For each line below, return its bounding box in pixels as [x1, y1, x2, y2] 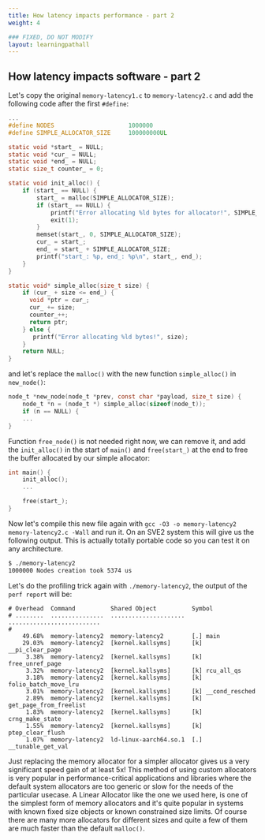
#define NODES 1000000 [8, 121, 154, 129]
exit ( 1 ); [50, 216, 80, 224]
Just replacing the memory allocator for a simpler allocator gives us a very [8, 756, 250, 766]
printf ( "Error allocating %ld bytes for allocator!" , [50, 208, 231, 217]
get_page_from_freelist [8, 701, 87, 709]
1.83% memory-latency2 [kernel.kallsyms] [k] [25, 707, 203, 716]
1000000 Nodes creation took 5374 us [8, 566, 132, 574]
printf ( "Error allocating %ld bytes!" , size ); [32, 333, 189, 341]
